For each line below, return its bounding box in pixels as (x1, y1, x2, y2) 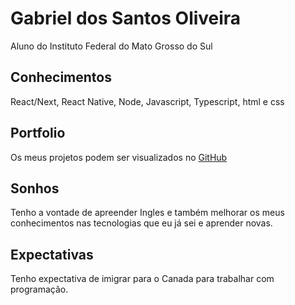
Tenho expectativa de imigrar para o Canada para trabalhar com (10, 273, 275, 285)
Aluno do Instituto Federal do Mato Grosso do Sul (10, 40, 213, 52)
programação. (10, 283, 69, 296)
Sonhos (10, 180, 60, 197)
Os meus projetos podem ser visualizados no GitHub (10, 151, 228, 163)
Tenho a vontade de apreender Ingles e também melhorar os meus (10, 207, 285, 219)
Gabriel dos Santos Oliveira (10, 7, 242, 30)
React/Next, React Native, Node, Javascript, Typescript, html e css (10, 95, 285, 107)
